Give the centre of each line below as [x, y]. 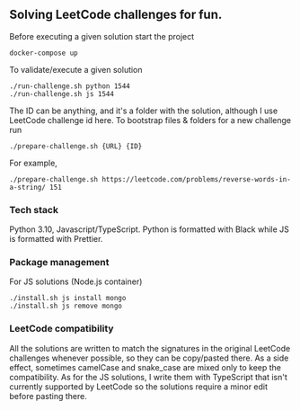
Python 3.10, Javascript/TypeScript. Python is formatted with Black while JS [150, 229]
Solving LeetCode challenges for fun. [116, 15]
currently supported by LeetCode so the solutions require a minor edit [138, 387]
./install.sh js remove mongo [66, 306]
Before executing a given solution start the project [102, 36]
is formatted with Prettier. [56, 239]
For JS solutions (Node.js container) [76, 281]
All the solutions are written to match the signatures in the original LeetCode [150, 348]
